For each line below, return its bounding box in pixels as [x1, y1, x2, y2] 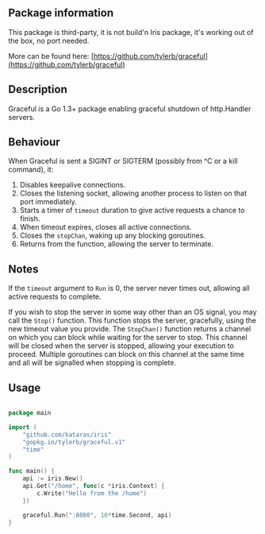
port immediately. [19, 197, 78, 207]
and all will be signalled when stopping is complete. [8, 358, 177, 368]
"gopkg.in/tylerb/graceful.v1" [22, 438, 126, 446]
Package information [8, 6, 113, 20]
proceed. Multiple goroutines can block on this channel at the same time [8, 350, 244, 359]
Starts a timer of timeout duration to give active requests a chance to [19, 206, 245, 215]
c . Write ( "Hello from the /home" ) [36, 489, 148, 497]
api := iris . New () [22, 474, 83, 483]
